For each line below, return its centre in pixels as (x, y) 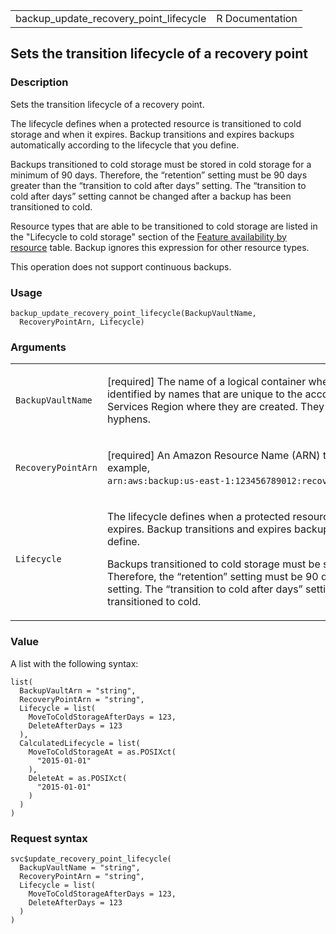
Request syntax (49, 838)
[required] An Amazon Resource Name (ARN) (213, 456)
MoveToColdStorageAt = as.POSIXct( (102, 752)
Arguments (38, 347)
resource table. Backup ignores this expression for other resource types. (160, 247)
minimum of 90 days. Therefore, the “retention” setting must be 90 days (159, 175)
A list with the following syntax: (74, 663)
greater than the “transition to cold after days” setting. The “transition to (158, 185)
